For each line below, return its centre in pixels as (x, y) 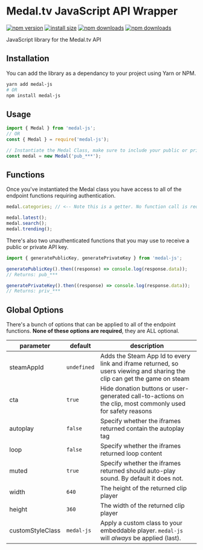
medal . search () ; (27, 224)
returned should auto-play (138, 471)
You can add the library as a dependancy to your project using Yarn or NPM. (101, 73)
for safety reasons (126, 411)
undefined (80, 367)
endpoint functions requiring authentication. (61, 196)
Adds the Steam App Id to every (145, 356)
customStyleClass (35, 531)
